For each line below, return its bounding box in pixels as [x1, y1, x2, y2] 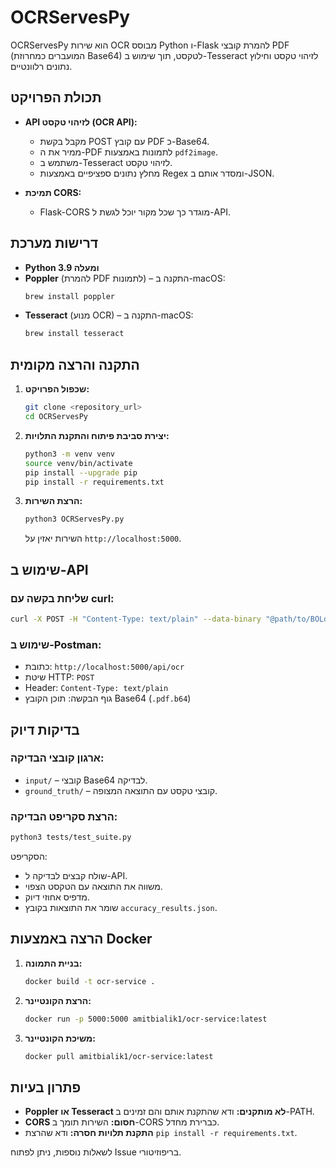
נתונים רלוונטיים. [10, 60, 73, 72]
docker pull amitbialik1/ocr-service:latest [24, 1051, 214, 1061]
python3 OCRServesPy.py [24, 514, 125, 525]
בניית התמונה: [24, 957, 83, 969]
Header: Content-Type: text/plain [24, 682, 169, 694]
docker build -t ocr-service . [24, 976, 156, 986]
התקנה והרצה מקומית [10, 356, 140, 373]
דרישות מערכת [10, 235, 99, 252]
